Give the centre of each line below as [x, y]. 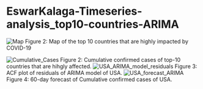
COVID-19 [19, 48]
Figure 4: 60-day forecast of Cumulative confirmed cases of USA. [89, 79]
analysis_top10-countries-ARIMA [93, 24]
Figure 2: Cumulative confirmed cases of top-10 [120, 60]
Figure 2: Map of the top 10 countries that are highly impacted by [107, 41]
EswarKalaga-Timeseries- [74, 11]
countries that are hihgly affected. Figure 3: [102, 66]
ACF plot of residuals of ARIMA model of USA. [64, 72]
